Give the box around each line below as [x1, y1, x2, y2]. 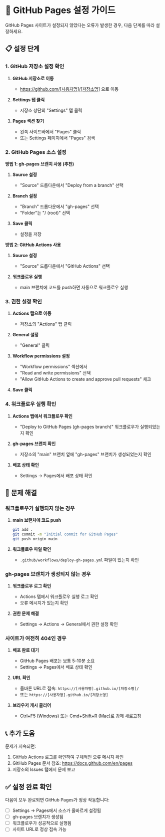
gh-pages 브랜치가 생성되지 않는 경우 [5, 570, 91, 577]
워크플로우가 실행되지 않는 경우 [5, 505, 75, 512]
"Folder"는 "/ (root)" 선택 [19, 210, 70, 216]
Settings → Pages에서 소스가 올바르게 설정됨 [12, 807, 101, 813]
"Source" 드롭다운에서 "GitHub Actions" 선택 [19, 263, 110, 269]
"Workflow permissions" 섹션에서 [19, 364, 87, 370]
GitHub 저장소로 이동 [12, 75, 54, 81]
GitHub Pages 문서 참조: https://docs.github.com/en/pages [12, 760, 133, 766]
